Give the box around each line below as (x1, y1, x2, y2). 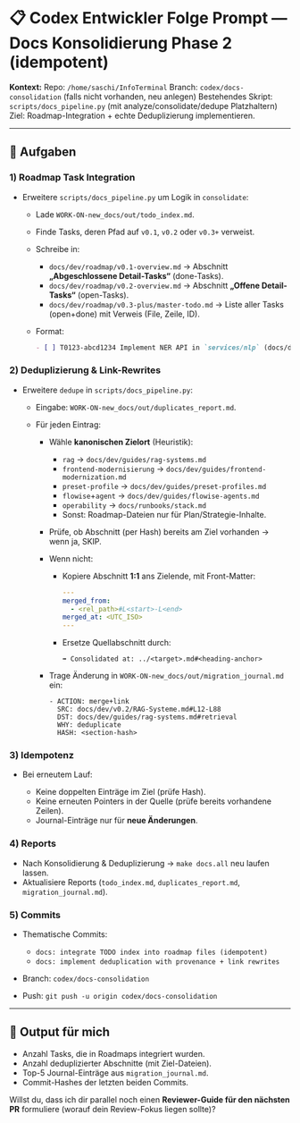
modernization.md (62, 472, 127, 482)
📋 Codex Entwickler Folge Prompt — (9, 8, 287, 29)
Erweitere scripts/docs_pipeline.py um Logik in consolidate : (21, 191, 249, 202)
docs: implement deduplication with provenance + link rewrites (35, 958, 280, 967)
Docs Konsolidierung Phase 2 (9, 33, 232, 54)
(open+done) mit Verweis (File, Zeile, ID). (48, 308, 201, 319)
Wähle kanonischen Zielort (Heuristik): (48, 436, 194, 447)
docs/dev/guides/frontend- (166, 465, 267, 474)
